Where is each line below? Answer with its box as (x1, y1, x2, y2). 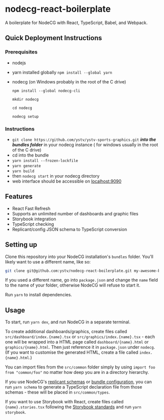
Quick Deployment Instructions (5, 34, 102, 42)
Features (5, 192, 33, 201)
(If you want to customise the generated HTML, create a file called (5, 349, 139, 355)
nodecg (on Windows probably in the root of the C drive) (12, 79, 126, 84)
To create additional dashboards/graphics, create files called (5, 329, 127, 335)
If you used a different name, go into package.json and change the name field (5, 277, 158, 283)
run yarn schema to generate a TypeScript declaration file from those (5, 384, 143, 390)
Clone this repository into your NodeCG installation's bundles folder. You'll (5, 254, 154, 260)
